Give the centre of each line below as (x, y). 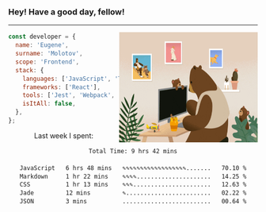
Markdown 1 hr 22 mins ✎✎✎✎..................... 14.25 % (133, 176)
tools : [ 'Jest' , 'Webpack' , (68, 95)
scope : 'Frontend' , (47, 62)
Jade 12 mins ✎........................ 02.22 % (133, 193)
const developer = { (42, 37)
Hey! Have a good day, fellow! (66, 12)
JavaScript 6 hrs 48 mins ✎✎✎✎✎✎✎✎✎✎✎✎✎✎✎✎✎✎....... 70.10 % (133, 168)
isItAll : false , (49, 104)
